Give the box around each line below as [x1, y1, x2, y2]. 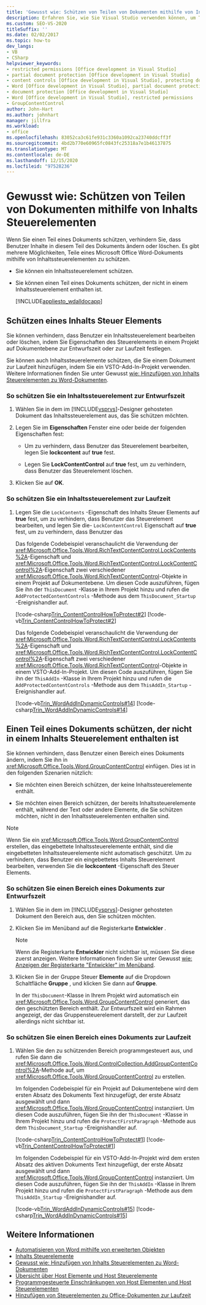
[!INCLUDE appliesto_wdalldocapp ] [15, 298, 103, 305]
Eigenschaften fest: [15, 430, 64, 438]
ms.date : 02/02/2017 [6, 32, 59, 38]
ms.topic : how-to [6, 37, 51, 44]
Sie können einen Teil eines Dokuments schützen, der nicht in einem [15, 279, 188, 287]
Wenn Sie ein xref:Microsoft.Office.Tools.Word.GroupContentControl [6, 836, 179, 844]
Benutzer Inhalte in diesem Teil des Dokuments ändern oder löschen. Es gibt [6, 242, 199, 250]
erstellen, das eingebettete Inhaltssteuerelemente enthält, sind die [6, 843, 174, 850]
